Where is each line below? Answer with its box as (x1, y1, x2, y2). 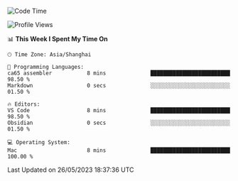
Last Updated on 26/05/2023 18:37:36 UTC (7, 165, 134, 174)
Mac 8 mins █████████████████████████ (7, 147, 231, 154)
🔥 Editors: (7, 101, 40, 108)
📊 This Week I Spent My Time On (7, 35, 108, 43)
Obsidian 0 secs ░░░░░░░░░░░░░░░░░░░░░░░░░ (7, 119, 231, 126)
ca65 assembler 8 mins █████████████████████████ (7, 70, 231, 77)
